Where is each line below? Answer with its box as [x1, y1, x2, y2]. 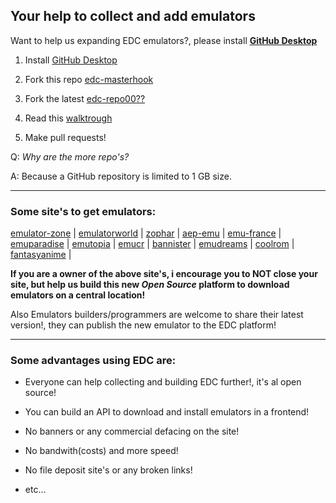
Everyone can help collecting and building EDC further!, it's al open [24, 376, 302, 388]
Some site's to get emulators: [10, 204, 157, 218]
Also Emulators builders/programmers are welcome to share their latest [10, 309, 304, 321]
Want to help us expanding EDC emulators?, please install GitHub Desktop [10, 34, 318, 46]
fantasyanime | [10, 249, 72, 261]
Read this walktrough [24, 112, 113, 124]
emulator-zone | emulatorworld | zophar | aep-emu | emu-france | [10, 227, 282, 239]
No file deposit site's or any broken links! [24, 464, 193, 476]
